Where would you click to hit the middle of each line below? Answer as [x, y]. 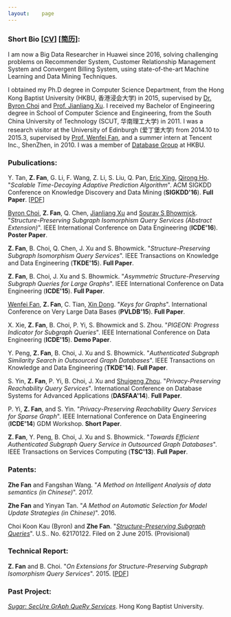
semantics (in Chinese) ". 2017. [51, 492]
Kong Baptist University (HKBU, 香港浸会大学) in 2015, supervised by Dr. [110, 98]
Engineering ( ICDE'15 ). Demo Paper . [60, 340]
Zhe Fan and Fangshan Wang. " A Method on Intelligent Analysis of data [110, 485]
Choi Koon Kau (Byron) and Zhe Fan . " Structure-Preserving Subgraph [107, 526]
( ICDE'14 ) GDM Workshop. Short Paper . [65, 424]
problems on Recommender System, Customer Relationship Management [112, 61]
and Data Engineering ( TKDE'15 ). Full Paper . [71, 263]
